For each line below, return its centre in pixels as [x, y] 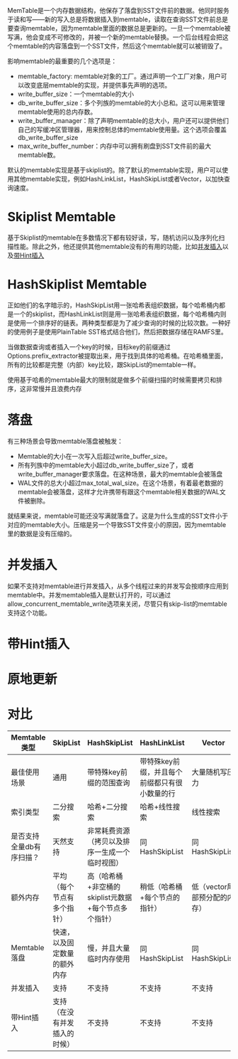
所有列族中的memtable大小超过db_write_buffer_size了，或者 [106, 465]
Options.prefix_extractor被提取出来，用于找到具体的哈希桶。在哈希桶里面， [117, 356]
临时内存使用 [109, 959]
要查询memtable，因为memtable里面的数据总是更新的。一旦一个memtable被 [119, 28]
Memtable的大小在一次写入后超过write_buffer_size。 [94, 456]
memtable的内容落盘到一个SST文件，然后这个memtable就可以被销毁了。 [120, 46]
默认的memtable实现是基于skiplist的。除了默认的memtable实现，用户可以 [115, 170]
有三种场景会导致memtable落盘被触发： [66, 441]
